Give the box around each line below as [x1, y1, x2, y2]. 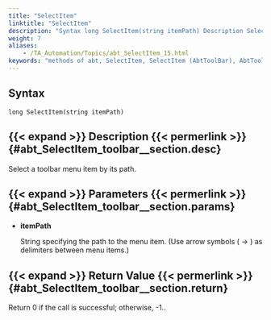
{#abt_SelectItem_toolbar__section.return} [8, 281, 228, 295]
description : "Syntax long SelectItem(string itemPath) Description [8, 27, 244, 35]
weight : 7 [8, 34, 42, 43]
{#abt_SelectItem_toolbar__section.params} [8, 199, 236, 214]
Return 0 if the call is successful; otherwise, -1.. [8, 303, 167, 313]
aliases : [8, 42, 38, 50]
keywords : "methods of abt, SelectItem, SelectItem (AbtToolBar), [8, 57, 236, 65]
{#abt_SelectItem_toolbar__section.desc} [8, 143, 222, 156]
